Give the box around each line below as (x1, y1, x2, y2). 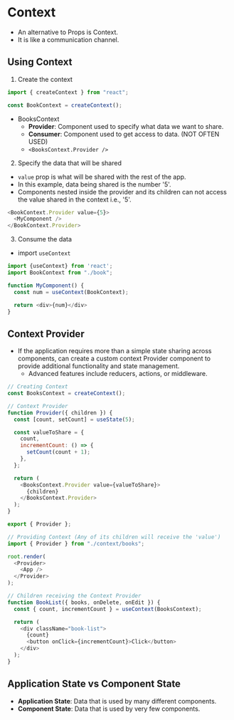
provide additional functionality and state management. (17, 362, 180, 370)
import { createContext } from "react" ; (7, 88, 129, 96)
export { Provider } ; (7, 521, 72, 528)
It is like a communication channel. (17, 35, 119, 43)
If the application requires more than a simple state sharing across (17, 347, 212, 355)
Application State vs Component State (7, 678, 181, 690)
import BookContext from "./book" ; (7, 269, 113, 276)
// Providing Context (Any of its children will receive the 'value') (7, 533, 221, 541)
